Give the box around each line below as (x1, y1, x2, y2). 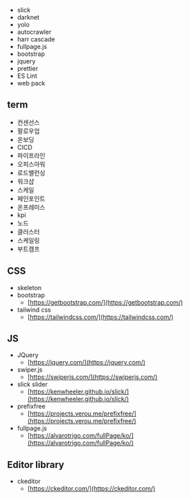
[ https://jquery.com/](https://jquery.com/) (27, 358, 146, 367)
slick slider (17, 380, 48, 389)
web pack (17, 79, 45, 87)
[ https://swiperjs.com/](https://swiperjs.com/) (27, 373, 158, 381)
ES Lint (17, 72, 38, 80)
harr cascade (17, 35, 55, 43)
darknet (17, 13, 40, 21)
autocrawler (17, 28, 52, 36)
